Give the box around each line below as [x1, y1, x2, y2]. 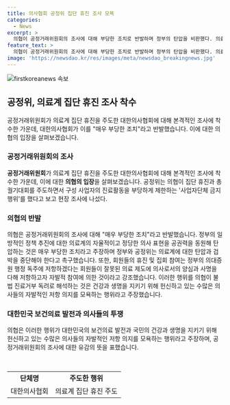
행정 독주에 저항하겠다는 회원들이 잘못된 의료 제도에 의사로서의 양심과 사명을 [14, 265, 218, 273]
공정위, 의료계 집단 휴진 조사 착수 [7, 97, 137, 108]
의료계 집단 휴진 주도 [55, 386, 118, 396]
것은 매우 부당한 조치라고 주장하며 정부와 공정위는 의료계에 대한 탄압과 [25, 248, 212, 256]
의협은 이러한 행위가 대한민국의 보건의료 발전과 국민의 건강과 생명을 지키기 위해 [7, 326, 218, 334]
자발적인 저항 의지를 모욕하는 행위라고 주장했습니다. [25, 290, 163, 299]
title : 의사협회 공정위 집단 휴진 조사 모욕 [7, 10, 115, 17]
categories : [7, 16, 41, 23]
